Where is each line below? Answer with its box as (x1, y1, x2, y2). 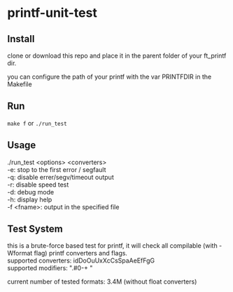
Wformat (7, 249, 33, 258)
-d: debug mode (7, 187, 55, 196)
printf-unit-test (7, 5, 98, 21)
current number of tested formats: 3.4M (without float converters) (7, 277, 197, 286)
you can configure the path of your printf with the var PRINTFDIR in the (7, 72, 212, 81)
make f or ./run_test (7, 119, 68, 127)
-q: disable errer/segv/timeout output (7, 173, 114, 181)
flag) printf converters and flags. (34, 249, 128, 258)
